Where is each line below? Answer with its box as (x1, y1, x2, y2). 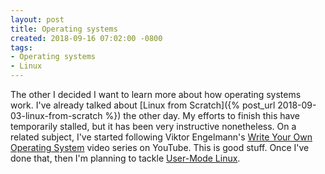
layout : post (10, 14, 65, 25)
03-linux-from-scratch (10, 110, 103, 121)
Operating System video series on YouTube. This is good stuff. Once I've (10, 142, 310, 153)
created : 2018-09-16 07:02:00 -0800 (10, 33, 163, 43)
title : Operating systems (10, 24, 118, 34)
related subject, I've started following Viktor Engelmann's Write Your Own (10, 131, 313, 143)
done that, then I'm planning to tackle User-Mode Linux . (10, 152, 241, 164)
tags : (10, 42, 33, 53)
